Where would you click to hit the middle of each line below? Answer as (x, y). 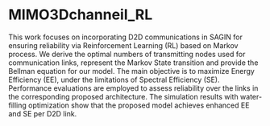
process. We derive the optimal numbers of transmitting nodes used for (127, 54)
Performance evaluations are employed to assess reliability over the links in (133, 88)
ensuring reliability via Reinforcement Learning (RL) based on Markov (123, 45)
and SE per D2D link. (43, 113)
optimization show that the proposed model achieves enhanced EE (139, 105)
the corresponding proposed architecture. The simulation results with (124, 96)
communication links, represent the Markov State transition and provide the (133, 63)
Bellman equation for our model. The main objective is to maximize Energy (132, 71)
